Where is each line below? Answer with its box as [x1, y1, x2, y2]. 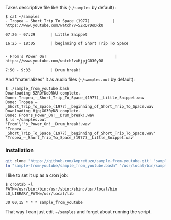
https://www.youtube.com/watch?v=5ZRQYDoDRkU [5, 23, 103, 28]
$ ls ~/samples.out [5, 117, 47, 122]
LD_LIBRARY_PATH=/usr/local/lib [5, 191, 74, 196]
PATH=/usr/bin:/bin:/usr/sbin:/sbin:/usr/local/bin [5, 186, 117, 192]
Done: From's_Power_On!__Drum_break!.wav [5, 113, 95, 118]
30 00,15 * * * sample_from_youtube [5, 200, 83, 205]
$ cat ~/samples [5, 14, 40, 19]
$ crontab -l [5, 182, 33, 187]
